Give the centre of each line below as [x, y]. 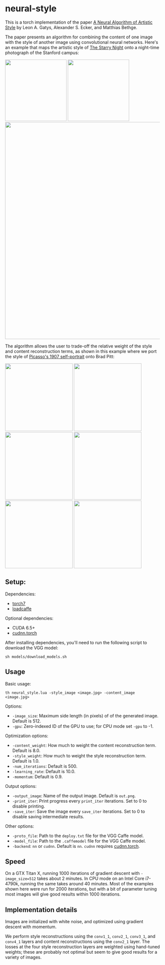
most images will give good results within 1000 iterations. [63, 894]
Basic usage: [18, 684]
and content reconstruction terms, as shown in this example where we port [81, 351]
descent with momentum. [31, 927]
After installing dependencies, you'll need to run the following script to [76, 642]
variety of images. [23, 957]
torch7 [19, 603]
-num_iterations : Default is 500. [45, 766]
